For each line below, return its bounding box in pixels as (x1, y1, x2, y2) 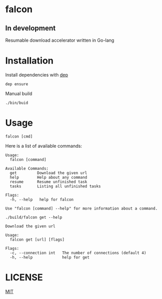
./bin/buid (5, 100, 28, 105)
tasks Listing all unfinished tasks (10, 184, 101, 189)
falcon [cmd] (5, 134, 33, 139)
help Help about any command (10, 175, 87, 180)
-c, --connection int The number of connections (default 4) (10, 250, 146, 255)
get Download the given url (10, 170, 87, 176)
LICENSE (5, 272, 43, 283)
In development (5, 24, 56, 32)
